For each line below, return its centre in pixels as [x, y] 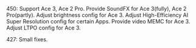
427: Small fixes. [27, 39]
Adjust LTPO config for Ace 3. [44, 28]
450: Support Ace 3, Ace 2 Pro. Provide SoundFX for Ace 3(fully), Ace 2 [96, 9]
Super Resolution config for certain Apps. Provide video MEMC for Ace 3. [98, 21]
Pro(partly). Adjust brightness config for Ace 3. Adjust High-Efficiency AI [97, 15]
